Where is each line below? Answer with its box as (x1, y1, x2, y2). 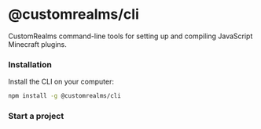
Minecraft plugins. (8, 39, 67, 48)
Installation (8, 59, 53, 70)
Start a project (8, 111, 64, 122)
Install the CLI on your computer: (8, 77, 114, 87)
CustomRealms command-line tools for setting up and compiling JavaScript (8, 31, 253, 41)
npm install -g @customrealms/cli (8, 92, 122, 100)
